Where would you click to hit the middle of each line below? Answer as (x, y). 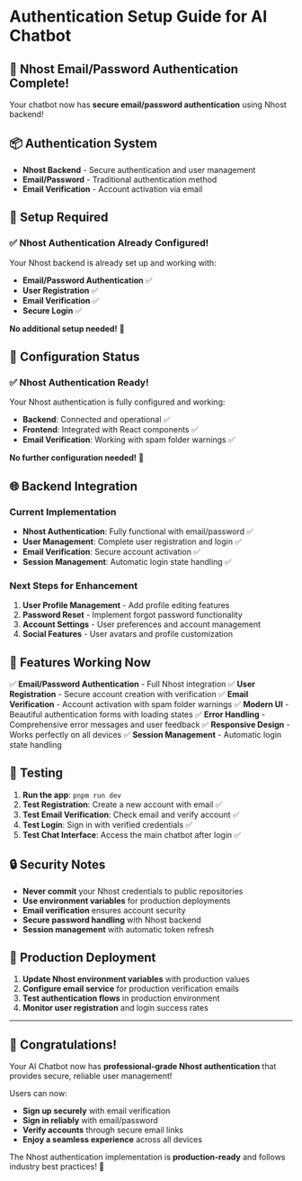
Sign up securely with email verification (96, 1111)
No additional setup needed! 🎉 (67, 328)
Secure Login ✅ (52, 310)
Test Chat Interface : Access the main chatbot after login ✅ (131, 834)
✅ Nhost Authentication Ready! (79, 382)
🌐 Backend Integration (73, 486)
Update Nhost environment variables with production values (136, 979)
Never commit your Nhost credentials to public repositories (133, 891)
